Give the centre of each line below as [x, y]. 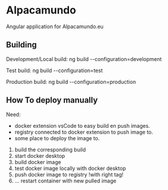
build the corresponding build [50, 150]
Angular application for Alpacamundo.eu [55, 26]
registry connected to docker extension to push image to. [84, 132]
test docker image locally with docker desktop [70, 168]
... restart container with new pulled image [65, 181]
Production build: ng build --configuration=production [71, 82]
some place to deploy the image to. [57, 138]
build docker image [38, 162]
